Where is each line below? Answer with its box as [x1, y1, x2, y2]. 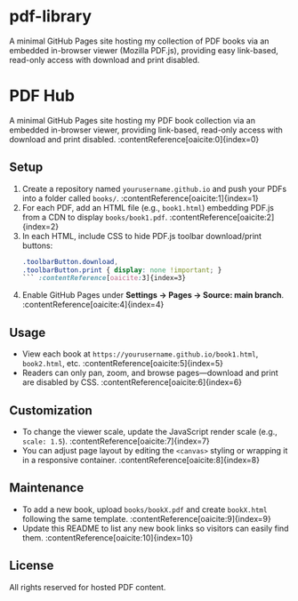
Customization [9, 403, 93, 418]
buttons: [21, 240, 53, 251]
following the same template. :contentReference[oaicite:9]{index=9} [21, 513, 271, 524]
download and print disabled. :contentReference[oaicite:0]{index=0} [9, 133, 260, 144]
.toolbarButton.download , [21, 257, 118, 266]
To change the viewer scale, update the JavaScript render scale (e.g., [21, 426, 278, 437]
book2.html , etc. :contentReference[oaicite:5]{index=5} [21, 358, 224, 369]
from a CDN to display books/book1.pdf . [21, 212, 168, 222]
